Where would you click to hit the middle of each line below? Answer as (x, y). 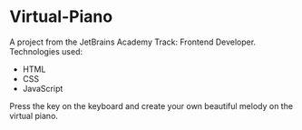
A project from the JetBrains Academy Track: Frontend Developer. (133, 42)
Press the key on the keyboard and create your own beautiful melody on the (151, 105)
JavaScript (43, 88)
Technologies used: (46, 51)
